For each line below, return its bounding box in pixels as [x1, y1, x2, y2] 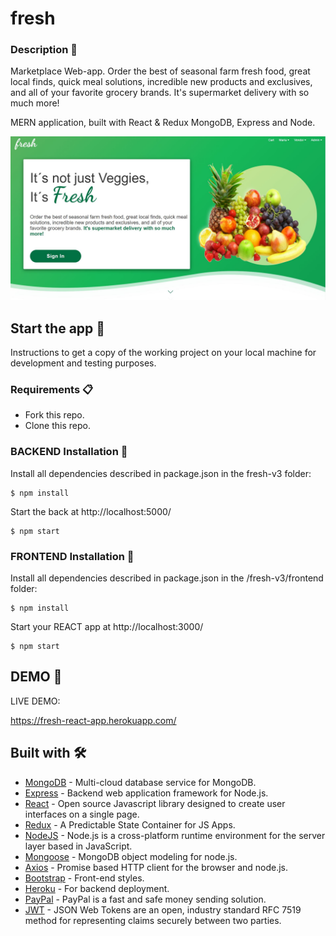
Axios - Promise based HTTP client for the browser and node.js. [24, 861, 289, 873]
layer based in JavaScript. [24, 840, 133, 852]
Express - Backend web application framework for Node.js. [24, 787, 269, 799]
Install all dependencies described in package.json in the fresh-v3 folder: [10, 467, 312, 479]
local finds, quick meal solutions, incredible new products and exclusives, [10, 76, 313, 88]
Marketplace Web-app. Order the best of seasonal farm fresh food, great [10, 65, 311, 77]
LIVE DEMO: [10, 695, 61, 707]
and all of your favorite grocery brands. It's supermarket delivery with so [10, 87, 310, 99]
